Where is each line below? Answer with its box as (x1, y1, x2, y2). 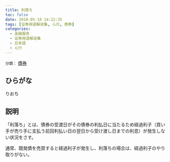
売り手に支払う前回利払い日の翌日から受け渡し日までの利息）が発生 (14, 128, 156, 134)
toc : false (5, 12, 28, 17)
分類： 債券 (5, 60, 27, 66)
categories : (5, 26, 30, 32)
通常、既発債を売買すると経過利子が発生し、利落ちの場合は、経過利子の (5, 145, 156, 151)
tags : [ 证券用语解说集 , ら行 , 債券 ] (5, 21, 75, 27)
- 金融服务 (10, 31, 30, 36)
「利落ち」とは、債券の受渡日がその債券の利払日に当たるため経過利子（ (5, 122, 156, 128)
